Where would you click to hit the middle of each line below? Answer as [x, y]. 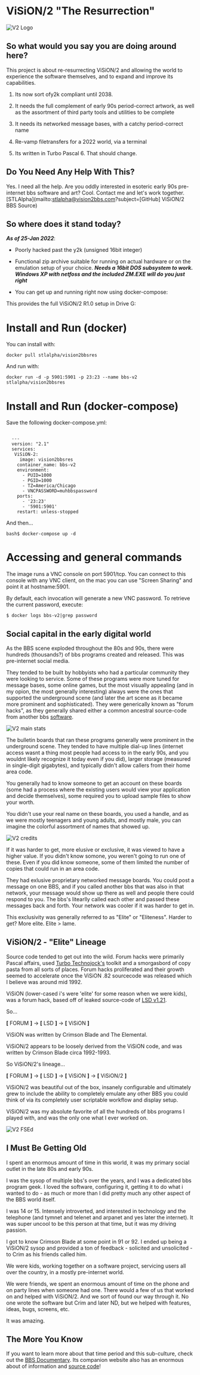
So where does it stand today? [64, 224]
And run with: [23, 366]
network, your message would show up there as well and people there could [100, 893]
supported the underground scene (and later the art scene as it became [94, 698]
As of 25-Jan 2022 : [31, 238]
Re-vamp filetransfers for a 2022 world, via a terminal [81, 141]
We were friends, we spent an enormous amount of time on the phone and [98, 1284]
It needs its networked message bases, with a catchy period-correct [99, 124]
